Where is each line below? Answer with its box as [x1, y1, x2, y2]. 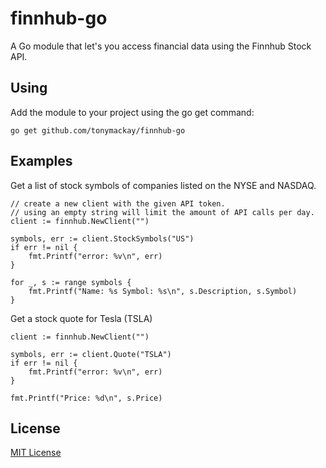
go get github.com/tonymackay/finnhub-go [10, 125, 186, 136]
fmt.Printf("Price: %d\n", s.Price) [10, 393, 163, 403]
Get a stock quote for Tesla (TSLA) [10, 312, 153, 324]
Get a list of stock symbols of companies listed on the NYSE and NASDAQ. [10, 179, 317, 191]
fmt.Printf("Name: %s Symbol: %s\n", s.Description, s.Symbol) [28, 286, 298, 296]
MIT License [10, 447, 62, 459]
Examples [10, 153, 73, 170]
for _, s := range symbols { [10, 277, 132, 287]
